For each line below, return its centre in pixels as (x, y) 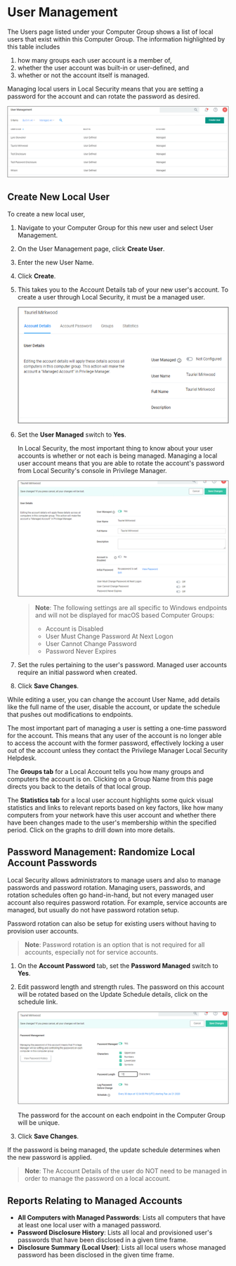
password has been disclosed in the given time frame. (96, 1255)
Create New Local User (59, 197)
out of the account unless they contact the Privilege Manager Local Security (118, 750)
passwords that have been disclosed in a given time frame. (103, 1240)
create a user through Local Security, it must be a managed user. (111, 297)
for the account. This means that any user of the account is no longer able (114, 735)
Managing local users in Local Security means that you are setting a (105, 89)
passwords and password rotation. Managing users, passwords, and (106, 887)
